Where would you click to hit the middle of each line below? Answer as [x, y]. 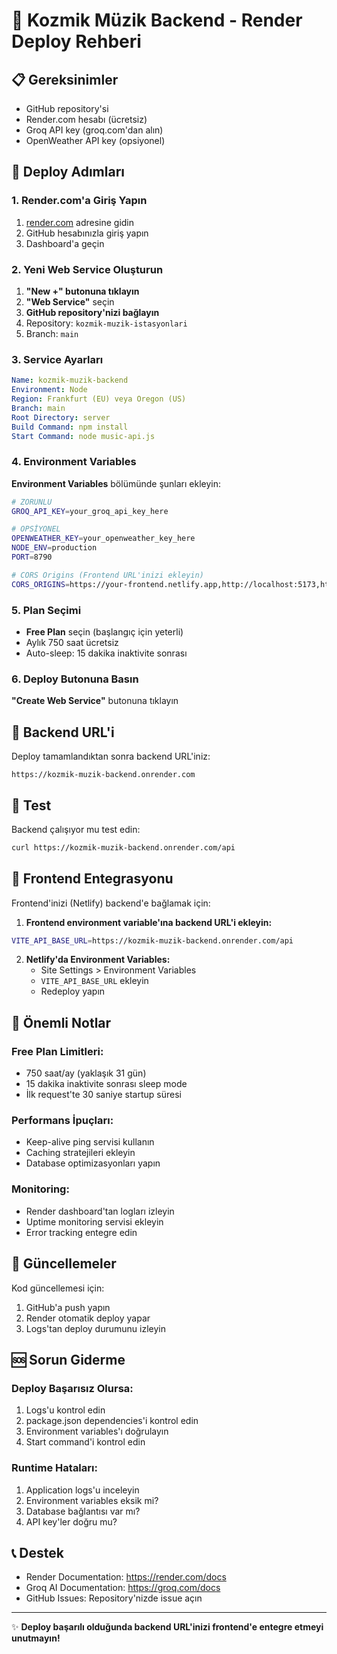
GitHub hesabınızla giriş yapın [87, 233]
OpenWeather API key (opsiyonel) [95, 140]
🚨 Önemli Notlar [61, 1022]
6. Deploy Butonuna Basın [75, 679]
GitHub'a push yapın [68, 1307]
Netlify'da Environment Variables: [98, 960]
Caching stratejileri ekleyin [80, 1153]
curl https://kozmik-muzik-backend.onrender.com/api [123, 847]
